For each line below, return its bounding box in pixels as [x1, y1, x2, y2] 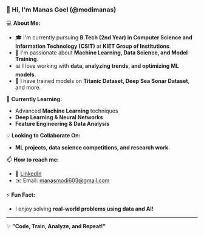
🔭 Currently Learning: [6, 96, 63, 103]
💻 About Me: [6, 19, 41, 27]
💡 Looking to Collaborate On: [6, 132, 81, 139]
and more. [15, 84, 41, 91]
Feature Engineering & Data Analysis [15, 120, 110, 128]
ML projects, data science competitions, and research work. [15, 144, 171, 151]
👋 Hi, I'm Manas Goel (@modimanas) [6, 5, 117, 14]
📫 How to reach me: [6, 156, 59, 163]
